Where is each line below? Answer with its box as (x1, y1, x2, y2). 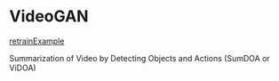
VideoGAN (9, 6, 89, 27)
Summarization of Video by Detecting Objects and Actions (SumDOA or (9, 53, 271, 63)
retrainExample (9, 36, 65, 46)
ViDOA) (9, 62, 37, 73)
